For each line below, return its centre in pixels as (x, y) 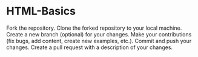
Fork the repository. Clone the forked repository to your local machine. (94, 28)
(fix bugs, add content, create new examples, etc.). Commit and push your (99, 41)
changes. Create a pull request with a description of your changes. (90, 47)
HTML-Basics (41, 11)
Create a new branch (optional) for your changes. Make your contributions (99, 34)
